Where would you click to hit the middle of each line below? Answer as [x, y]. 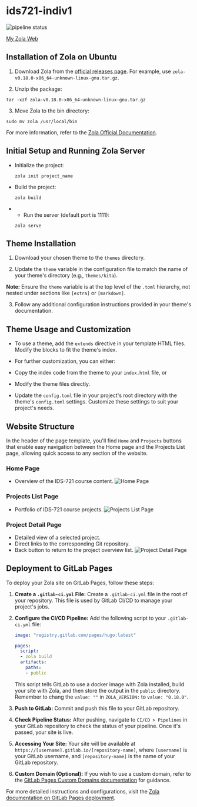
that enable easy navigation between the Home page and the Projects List [96, 447]
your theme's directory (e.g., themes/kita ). [66, 276]
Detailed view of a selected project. [58, 537]
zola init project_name [44, 176]
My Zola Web [22, 38]
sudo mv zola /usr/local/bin [42, 121]
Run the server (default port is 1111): [66, 215]
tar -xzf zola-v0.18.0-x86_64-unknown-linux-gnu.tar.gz [76, 100]
